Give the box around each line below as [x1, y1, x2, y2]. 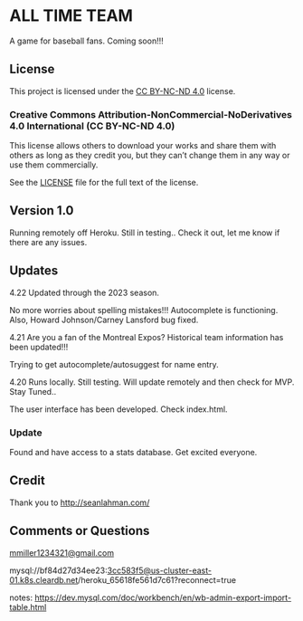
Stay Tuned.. [9, 386, 57, 396]
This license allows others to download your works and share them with [9, 140, 277, 151]
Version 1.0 [9, 203, 74, 218]
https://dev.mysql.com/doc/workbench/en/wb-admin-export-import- [34, 592, 292, 603]
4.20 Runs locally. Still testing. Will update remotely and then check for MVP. [9, 377, 295, 387]
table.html [9, 601, 47, 612]
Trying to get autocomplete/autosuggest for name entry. [9, 358, 219, 369]
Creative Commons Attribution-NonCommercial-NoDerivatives [9, 108, 292, 120]
